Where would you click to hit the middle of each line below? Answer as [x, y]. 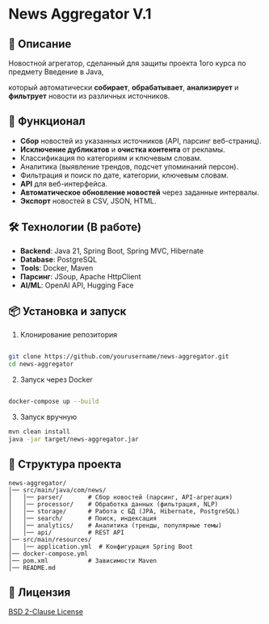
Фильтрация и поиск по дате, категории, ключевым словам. [124, 175]
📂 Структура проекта [65, 465]
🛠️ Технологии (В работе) [75, 227]
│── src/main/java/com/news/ [57, 490]
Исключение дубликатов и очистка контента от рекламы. [122, 149]
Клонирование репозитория [69, 335]
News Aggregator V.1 [80, 14]
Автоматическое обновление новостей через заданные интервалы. [140, 192]
